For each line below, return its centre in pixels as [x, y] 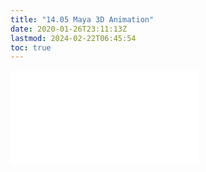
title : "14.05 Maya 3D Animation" [82, 19]
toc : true [31, 47]
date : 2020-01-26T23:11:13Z [69, 29]
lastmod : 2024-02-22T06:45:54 [73, 38]
